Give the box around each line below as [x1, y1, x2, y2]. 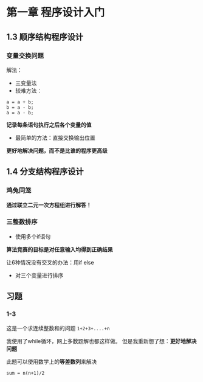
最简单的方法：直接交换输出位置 [15, 134, 95, 141]
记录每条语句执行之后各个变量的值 [6, 121, 92, 128]
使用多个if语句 [15, 232, 51, 240]
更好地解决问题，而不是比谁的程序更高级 [6, 147, 108, 154]
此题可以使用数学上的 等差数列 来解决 [6, 358, 97, 365]
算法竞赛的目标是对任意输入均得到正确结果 [6, 246, 113, 253]
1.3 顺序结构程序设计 [6, 32, 84, 42]
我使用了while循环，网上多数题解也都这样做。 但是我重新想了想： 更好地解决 [6, 337, 197, 344]
